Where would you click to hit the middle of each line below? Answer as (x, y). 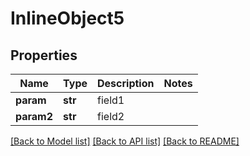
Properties (44, 55)
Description (126, 83)
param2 (34, 116)
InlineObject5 (67, 18)
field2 (111, 116)
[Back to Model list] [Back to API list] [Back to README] (125, 141)
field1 (111, 100)
